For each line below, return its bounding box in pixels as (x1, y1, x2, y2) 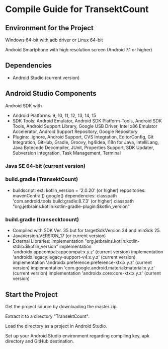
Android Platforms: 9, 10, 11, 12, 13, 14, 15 (12, 112, 97, 118)
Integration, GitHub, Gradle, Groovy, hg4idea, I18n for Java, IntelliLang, (12, 139, 159, 145)
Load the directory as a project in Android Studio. (5, 323, 107, 329)
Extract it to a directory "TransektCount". (5, 313, 90, 319)
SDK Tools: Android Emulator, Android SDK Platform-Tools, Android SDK (12, 117, 162, 124)
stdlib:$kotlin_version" (12, 243, 59, 250)
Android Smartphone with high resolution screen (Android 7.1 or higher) (5, 47, 152, 52)
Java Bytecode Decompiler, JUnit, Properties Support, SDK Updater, (12, 145, 154, 151)
